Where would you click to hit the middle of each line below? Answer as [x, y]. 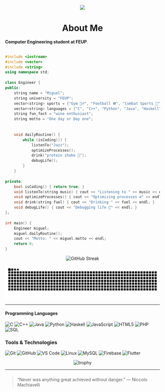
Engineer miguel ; [32, 228]
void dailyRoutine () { [37, 135]
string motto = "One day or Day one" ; [54, 119]
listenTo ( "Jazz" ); [50, 145]
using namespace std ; [27, 72]
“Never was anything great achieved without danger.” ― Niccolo [82, 380]
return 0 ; [24, 244]
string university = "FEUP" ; [44, 98]
